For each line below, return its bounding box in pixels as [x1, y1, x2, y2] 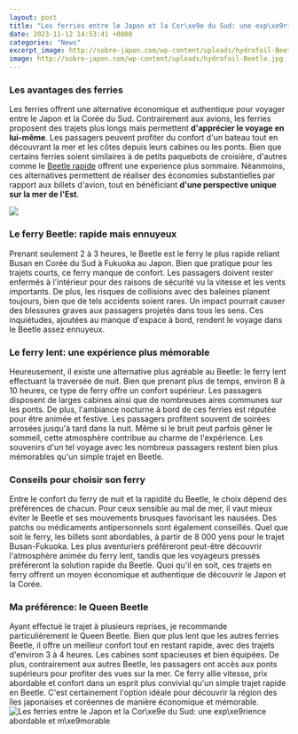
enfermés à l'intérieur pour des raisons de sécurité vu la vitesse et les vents [9, 277, 286, 287]
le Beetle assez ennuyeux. [9, 324, 106, 335]
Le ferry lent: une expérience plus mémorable [9, 346, 210, 359]
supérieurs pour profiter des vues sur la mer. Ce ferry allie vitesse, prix [9, 668, 268, 679]
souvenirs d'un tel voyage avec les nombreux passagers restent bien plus [9, 441, 278, 452]
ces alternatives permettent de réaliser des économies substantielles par [9, 170, 276, 181]
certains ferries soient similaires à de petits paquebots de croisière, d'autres [9, 151, 287, 162]
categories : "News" [9, 37, 82, 47]
